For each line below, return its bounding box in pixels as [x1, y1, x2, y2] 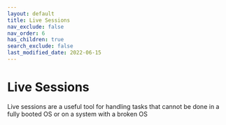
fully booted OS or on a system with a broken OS [7, 110, 148, 118]
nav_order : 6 [7, 29, 45, 37]
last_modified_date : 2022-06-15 [7, 50, 101, 57]
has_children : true [7, 36, 64, 43]
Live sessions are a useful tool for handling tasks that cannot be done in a [7, 102, 220, 110]
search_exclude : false [7, 43, 73, 50]
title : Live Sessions [7, 17, 71, 24]
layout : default [7, 10, 55, 17]
